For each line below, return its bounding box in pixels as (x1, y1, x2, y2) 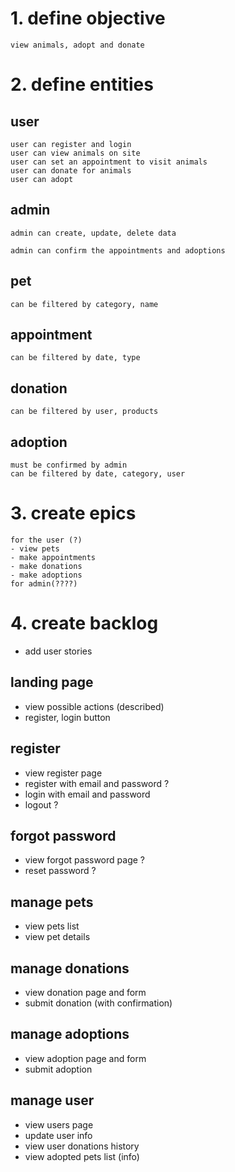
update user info (24, 1129, 93, 1141)
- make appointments (10, 552, 97, 562)
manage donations (10, 960, 130, 977)
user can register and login (10, 139, 132, 149)
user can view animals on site (10, 148, 141, 158)
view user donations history (24, 1140, 140, 1152)
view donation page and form (24, 986, 147, 998)
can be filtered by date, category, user (10, 469, 186, 479)
